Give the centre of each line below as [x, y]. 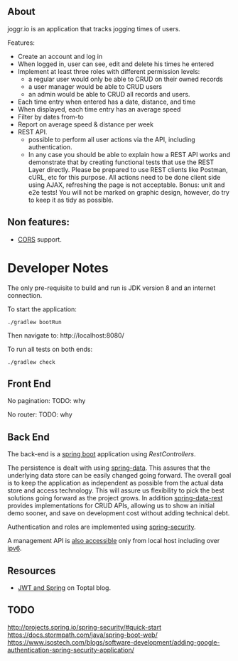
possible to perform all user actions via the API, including [112, 139]
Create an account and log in [60, 56]
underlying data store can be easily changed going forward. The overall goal [119, 475]
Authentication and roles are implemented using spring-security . [102, 527]
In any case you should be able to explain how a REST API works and [129, 154]
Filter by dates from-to [50, 117]
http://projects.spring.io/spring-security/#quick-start [85, 627]
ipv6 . [15, 548]
